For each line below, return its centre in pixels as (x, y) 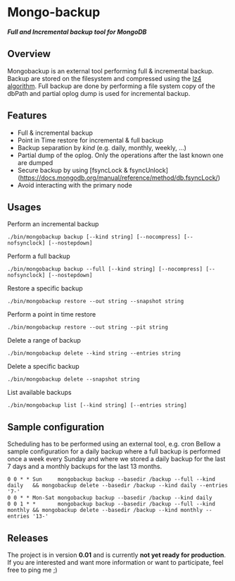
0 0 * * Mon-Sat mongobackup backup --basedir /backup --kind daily (110, 498)
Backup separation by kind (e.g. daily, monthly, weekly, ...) (102, 147)
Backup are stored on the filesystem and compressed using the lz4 (104, 78)
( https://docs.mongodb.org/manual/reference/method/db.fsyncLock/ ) (119, 178)
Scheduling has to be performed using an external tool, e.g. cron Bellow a (114, 444)
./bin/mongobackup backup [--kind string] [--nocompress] (94, 237)
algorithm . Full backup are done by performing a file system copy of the (112, 86)
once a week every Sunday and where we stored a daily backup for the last (116, 459)
